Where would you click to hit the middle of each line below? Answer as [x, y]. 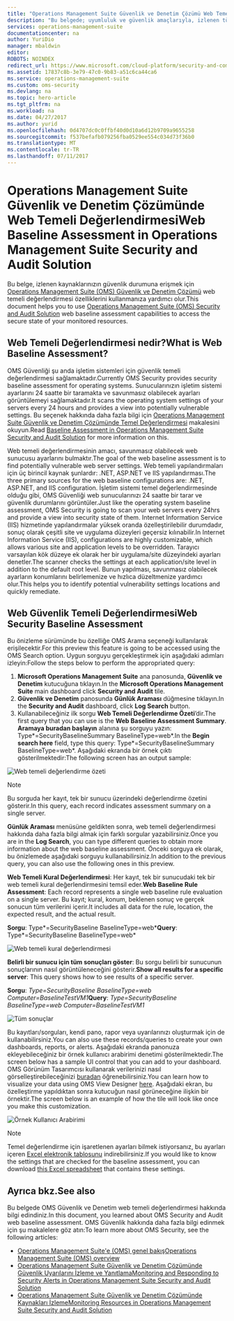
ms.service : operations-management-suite [68, 78]
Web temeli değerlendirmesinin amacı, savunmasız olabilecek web [103, 451]
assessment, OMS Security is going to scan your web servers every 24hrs [114, 510]
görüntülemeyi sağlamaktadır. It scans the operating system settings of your [116, 400]
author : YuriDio [31, 40]
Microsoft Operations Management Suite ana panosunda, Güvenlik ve [120, 677]
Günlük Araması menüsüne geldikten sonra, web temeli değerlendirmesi [111, 827]
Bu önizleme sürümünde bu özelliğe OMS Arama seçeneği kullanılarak [108, 641]
